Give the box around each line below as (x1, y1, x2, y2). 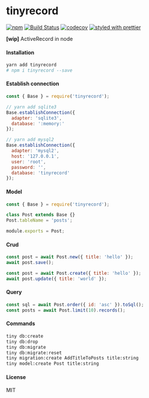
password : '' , (11, 164, 46, 170)
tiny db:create (6, 333, 44, 339)
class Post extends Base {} (6, 212, 76, 218)
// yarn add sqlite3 (6, 104, 57, 110)
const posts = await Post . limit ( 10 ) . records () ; (6, 307, 126, 313)
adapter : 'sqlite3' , (11, 115, 62, 121)
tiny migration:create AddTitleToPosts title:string (6, 355, 139, 361)
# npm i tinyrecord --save (6, 68, 73, 73)
